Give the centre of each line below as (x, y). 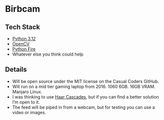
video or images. (29, 112)
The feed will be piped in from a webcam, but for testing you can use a (83, 107)
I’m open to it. (26, 102)
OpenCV (21, 44)
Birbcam (23, 9)
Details (16, 70)
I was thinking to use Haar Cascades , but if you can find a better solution (85, 97)
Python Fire (24, 49)
